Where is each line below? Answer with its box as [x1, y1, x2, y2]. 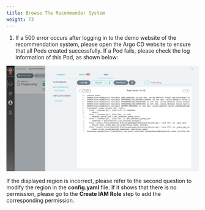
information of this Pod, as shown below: [15, 53, 119, 61]
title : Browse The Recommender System [6, 10, 105, 16]
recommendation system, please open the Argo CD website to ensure [15, 40, 191, 48]
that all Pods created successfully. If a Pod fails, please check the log [15, 47, 190, 54]
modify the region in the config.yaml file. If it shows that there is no [6, 184, 177, 191]
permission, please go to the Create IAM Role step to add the [6, 190, 161, 198]
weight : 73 [6, 16, 34, 23]
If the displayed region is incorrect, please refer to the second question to [6, 178, 192, 185]
